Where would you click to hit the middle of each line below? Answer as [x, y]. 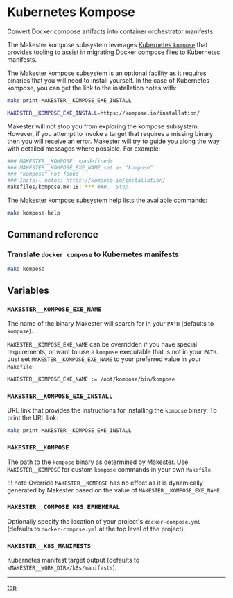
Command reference [53, 234]
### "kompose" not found [43, 174]
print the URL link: [33, 418]
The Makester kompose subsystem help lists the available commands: [107, 200]
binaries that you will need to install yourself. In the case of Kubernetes [109, 80]
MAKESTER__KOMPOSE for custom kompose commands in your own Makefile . [110, 469]
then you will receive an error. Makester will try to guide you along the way [113, 141]
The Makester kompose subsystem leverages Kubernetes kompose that [107, 44]
